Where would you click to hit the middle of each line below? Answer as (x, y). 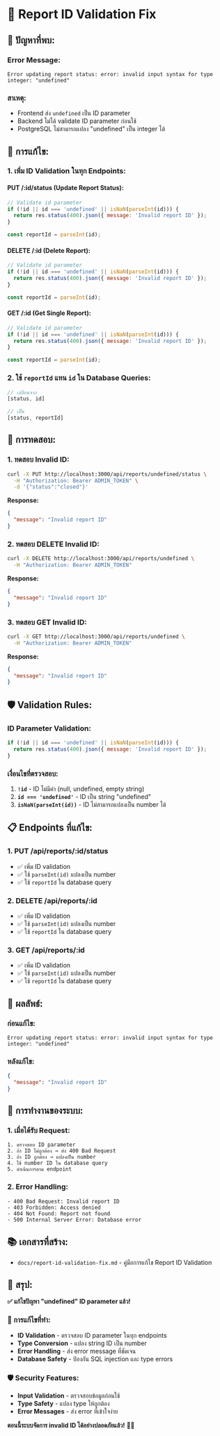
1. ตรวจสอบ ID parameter (41, 1145)
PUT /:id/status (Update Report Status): (65, 188)
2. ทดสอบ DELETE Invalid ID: (53, 544)
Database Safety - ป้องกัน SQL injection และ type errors (95, 1358)
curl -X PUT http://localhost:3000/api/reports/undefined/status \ (107, 474)
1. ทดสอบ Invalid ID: (38, 460)
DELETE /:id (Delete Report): (49, 250)
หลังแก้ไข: (21, 1061)
